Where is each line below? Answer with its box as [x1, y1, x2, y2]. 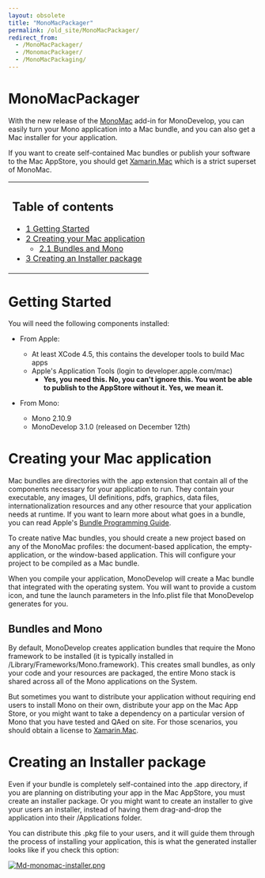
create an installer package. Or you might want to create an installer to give [8, 796, 253, 805]
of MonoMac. [8, 165, 52, 174]
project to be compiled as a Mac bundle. [8, 558, 140, 568]
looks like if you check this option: [8, 845, 119, 854]
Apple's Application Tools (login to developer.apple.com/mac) [31, 366, 233, 376]
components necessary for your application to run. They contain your [8, 484, 235, 494]
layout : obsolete [8, 11, 66, 20]
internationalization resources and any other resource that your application [8, 501, 252, 511]
